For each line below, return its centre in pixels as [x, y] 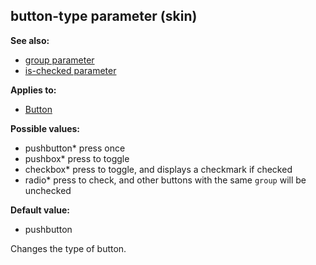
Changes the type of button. [68, 248]
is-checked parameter [70, 70]
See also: [30, 40]
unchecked [48, 190]
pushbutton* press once [75, 148]
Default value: [40, 210]
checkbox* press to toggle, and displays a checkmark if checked [158, 169]
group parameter [59, 60]
